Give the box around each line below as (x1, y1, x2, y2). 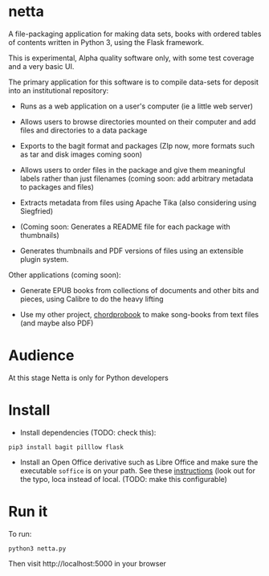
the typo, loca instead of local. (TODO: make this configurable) (19, 474, 227, 484)
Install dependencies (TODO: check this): (19, 427, 157, 437)
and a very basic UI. (8, 61, 75, 71)
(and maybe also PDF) (19, 318, 94, 328)
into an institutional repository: (8, 85, 109, 95)
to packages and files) (19, 182, 95, 191)
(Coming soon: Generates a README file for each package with (19, 222, 230, 231)
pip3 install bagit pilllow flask (8, 443, 124, 451)
